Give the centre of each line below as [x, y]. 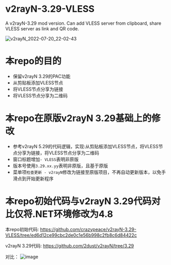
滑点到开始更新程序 [33, 179]
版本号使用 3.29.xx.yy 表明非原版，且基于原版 [60, 166]
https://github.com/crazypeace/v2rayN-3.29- [88, 229]
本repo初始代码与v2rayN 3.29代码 [79, 201]
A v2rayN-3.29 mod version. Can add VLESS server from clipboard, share [83, 23]
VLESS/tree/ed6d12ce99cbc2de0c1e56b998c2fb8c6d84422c [71, 235]
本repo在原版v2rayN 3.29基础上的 [79, 118]
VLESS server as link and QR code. [42, 28]
